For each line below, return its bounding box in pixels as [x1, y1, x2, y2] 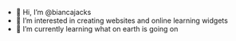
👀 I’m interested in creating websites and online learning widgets [15, 16, 229, 25]
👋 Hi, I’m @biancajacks [15, 8, 92, 17]
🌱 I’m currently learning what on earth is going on [15, 24, 179, 33]
